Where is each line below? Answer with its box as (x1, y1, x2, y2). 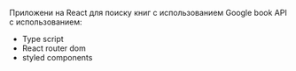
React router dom (21, 43, 87, 53)
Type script (21, 34, 64, 44)
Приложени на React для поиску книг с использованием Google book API (9, 8, 288, 18)
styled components (21, 53, 93, 62)
